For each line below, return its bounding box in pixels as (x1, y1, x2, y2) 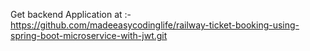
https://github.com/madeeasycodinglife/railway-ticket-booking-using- (10, 19, 300, 31)
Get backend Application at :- (10, 9, 132, 20)
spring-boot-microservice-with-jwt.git (10, 30, 168, 41)
